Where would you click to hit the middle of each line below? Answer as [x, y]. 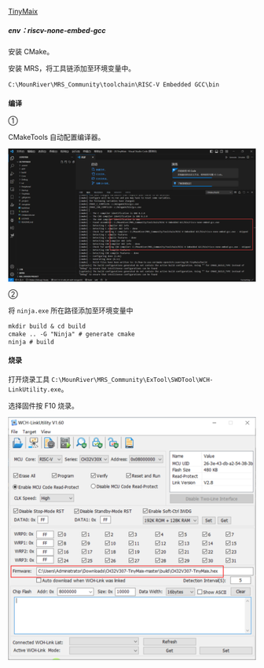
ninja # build [31, 342]
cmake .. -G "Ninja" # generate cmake [71, 334]
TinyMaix [23, 11]
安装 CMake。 [31, 51]
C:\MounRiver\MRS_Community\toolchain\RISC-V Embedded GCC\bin [114, 84]
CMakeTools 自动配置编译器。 [57, 138]
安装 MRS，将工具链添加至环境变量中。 [72, 68]
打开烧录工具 [29, 380]
